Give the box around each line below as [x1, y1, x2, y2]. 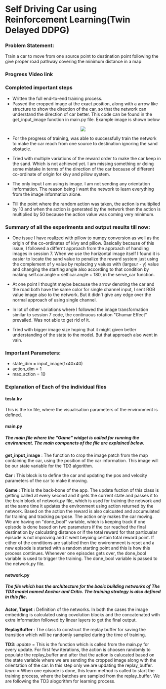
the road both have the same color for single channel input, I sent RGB [12, 287, 156, 292]
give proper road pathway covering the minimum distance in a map [5, 58, 142, 65]
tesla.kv [5, 395, 22, 401]
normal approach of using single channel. [12, 297, 97, 302]
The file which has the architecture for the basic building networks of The [5, 583, 160, 589]
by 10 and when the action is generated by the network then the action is [12, 206, 161, 212]
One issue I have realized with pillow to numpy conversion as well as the [12, 235, 160, 241]
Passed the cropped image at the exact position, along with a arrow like [12, 100, 158, 107]
